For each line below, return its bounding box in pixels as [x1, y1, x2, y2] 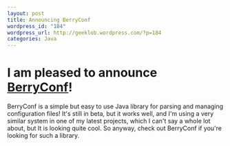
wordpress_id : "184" [7, 23, 67, 29]
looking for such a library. [7, 132, 80, 140]
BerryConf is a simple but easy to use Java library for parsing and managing [7, 102, 224, 110]
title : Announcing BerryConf [7, 16, 91, 23]
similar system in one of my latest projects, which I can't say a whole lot [7, 117, 211, 125]
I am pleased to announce [7, 65, 158, 81]
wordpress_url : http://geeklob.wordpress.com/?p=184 [7, 29, 162, 36]
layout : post [7, 10, 45, 17]
